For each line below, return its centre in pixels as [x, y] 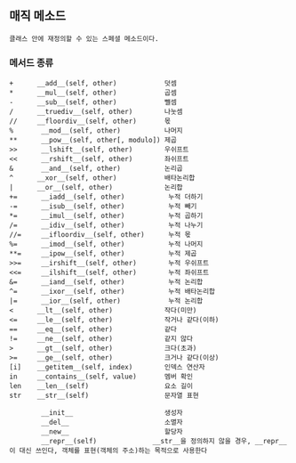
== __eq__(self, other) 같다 [93, 329]
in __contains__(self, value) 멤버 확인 [101, 377]
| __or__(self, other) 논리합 [96, 188]
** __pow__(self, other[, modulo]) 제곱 [93, 141]
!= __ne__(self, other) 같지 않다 [101, 339]
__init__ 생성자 [112, 413]
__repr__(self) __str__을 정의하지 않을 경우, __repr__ [164, 442]
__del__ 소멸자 [112, 422]
